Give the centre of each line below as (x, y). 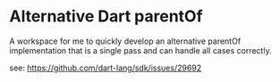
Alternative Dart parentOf (106, 16)
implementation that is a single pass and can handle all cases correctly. (140, 50)
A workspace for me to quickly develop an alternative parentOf (125, 41)
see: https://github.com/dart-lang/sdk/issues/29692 (106, 68)
